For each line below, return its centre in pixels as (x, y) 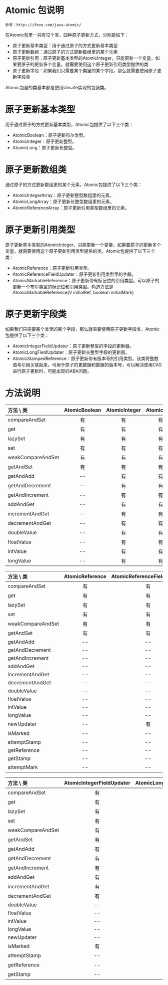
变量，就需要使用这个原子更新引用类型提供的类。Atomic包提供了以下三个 (80, 251)
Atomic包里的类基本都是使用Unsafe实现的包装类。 (57, 87)
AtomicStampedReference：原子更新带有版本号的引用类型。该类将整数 (85, 358)
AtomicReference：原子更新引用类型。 (52, 268)
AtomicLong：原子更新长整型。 (44, 147)
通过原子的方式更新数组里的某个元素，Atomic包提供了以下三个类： (74, 184)
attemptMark (23, 767)
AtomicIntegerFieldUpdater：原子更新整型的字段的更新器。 (73, 346)
